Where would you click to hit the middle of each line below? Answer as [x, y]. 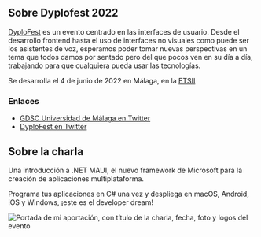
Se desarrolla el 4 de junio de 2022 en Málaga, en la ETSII [102, 80]
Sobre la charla [46, 152]
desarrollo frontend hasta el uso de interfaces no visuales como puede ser [129, 40]
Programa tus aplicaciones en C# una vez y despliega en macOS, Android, [129, 194]
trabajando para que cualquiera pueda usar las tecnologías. [105, 65]
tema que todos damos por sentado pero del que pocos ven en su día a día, [130, 57]
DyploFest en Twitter [53, 127]
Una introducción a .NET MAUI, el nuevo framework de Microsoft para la [125, 170]
